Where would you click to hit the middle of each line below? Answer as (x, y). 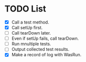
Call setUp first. (27, 28)
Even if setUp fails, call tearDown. (45, 38)
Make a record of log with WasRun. (46, 55)
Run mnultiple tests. (31, 44)
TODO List (25, 9)
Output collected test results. (40, 50)
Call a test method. (30, 22)
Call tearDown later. (31, 33)
